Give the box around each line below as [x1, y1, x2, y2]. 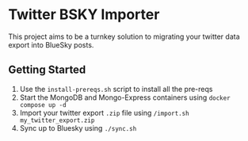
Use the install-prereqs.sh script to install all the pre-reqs [19, 84, 213, 93]
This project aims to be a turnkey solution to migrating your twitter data [8, 32, 240, 41]
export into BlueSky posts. [8, 40, 94, 49]
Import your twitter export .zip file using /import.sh [19, 108, 189, 117]
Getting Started [8, 63, 86, 77]
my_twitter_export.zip [19, 116, 95, 124]
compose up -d [19, 101, 67, 109]
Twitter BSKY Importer [8, 6, 160, 24]
